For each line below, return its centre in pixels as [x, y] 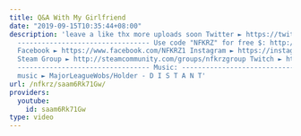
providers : [30, 92]
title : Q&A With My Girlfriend [68, 17]
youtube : [34, 101]
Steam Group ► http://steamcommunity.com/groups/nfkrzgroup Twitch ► [150, 59]
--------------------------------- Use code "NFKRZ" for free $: [142, 42]
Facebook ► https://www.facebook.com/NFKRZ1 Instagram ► [126, 51]
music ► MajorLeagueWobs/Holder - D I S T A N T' [112, 76]
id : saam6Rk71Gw [56, 109]
